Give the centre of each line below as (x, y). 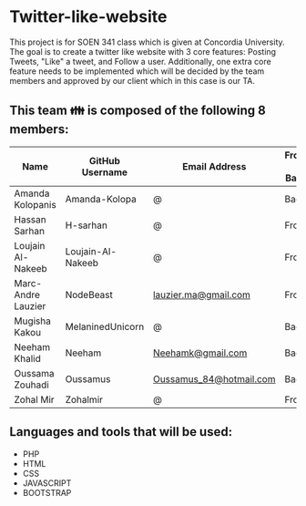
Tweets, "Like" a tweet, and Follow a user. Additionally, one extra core (140, 61)
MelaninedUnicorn (105, 326)
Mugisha (33, 321)
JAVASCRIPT (47, 483)
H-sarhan (86, 225)
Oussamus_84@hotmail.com (214, 378)
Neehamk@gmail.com (200, 353)
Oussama (34, 373)
